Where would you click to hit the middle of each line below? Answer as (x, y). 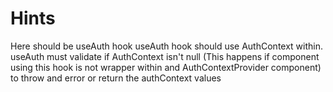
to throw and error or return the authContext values (116, 78)
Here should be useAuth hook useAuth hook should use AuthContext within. (167, 46)
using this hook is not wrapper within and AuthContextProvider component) (166, 67)
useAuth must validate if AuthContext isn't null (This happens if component (165, 56)
